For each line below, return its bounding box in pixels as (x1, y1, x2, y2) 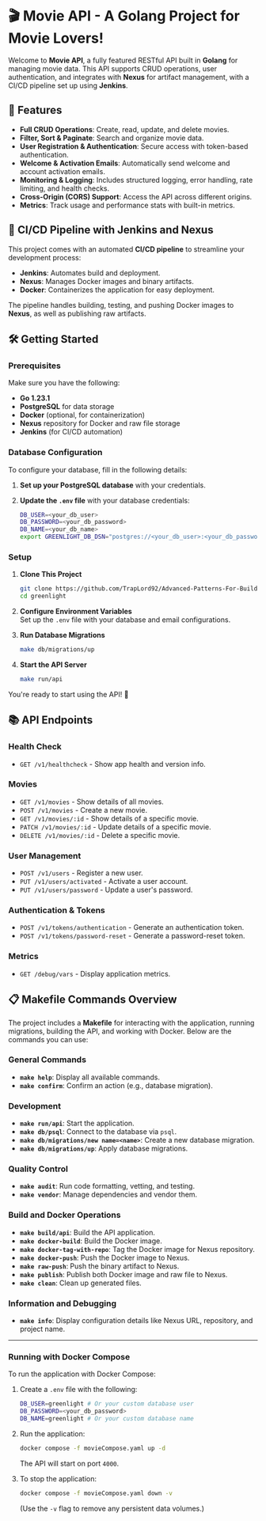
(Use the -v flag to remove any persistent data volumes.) (19, 1504, 204, 1513)
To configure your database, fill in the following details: (8, 465, 188, 474)
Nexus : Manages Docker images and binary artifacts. (19, 276, 194, 286)
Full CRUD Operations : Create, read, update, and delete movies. (19, 124, 230, 134)
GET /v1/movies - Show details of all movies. (19, 797, 164, 806)
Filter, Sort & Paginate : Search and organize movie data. (19, 133, 204, 142)
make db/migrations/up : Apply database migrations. (19, 1144, 188, 1153)
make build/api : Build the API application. (19, 1227, 156, 1237)
